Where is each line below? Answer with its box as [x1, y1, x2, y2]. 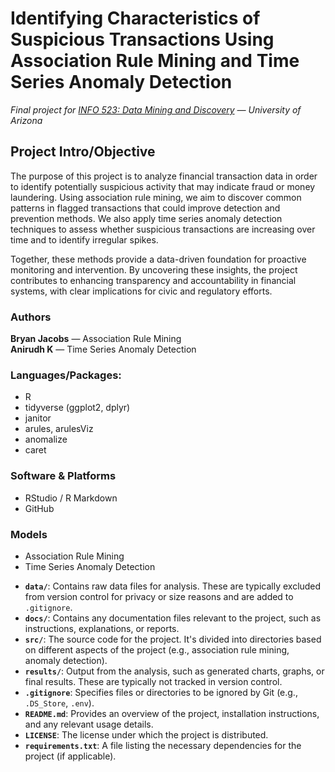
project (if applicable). [24, 750, 117, 762]
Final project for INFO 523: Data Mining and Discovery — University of [10, 103, 302, 116]
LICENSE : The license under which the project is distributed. [24, 728, 269, 741]
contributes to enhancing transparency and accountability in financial [10, 274, 297, 286]
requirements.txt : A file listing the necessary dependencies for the [24, 739, 302, 751]
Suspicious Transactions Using [10, 28, 275, 51]
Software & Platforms [10, 469, 117, 483]
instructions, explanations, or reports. [24, 622, 180, 634]
